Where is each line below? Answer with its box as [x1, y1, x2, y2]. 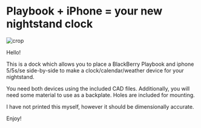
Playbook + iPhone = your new [6, 4, 163, 18]
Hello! [6, 48, 21, 56]
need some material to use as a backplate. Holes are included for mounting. [6, 91, 195, 98]
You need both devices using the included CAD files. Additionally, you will [6, 85, 190, 92]
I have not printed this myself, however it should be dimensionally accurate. [6, 103, 194, 110]
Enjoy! [6, 115, 22, 122]
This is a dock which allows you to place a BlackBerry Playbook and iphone [6, 60, 194, 68]
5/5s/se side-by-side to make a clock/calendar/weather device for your [6, 66, 185, 74]
